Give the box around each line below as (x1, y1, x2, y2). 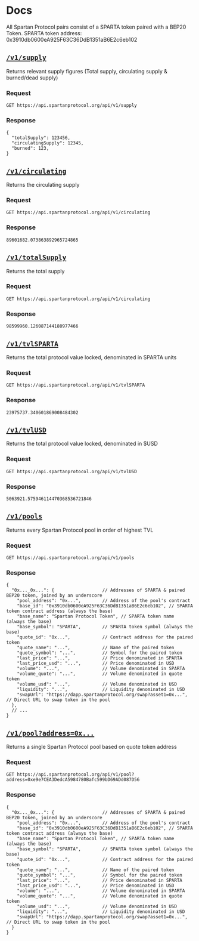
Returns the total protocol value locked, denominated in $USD (6, 440, 158, 448)
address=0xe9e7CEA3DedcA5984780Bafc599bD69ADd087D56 (6, 777, 140, 783)
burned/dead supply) (6, 74, 58, 81)
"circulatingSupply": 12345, (11, 140, 84, 146)
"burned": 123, (11, 146, 49, 152)
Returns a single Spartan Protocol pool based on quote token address (6, 743, 177, 751)
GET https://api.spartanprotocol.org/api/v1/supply (6, 103, 137, 109)
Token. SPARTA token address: (6, 29, 82, 36)
